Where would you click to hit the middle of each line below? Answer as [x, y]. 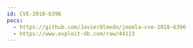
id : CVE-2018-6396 [34, 14]
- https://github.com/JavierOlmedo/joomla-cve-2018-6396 [100, 27]
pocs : [15, 20]
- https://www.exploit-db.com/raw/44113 [74, 34]
